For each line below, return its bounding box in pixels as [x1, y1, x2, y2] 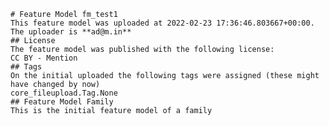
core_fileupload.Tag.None [10, 88, 118, 98]
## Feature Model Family [10, 97, 114, 107]
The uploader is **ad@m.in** [10, 27, 132, 37]
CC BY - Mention [10, 53, 78, 63]
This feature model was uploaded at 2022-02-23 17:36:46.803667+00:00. [10, 18, 315, 28]
